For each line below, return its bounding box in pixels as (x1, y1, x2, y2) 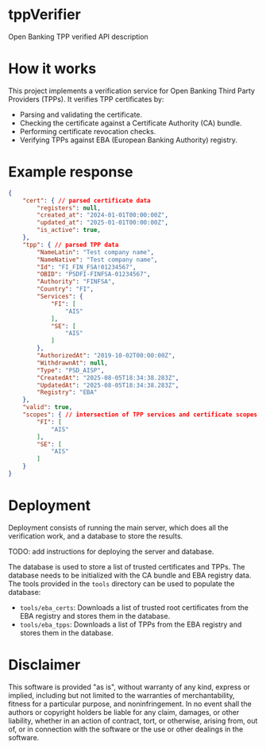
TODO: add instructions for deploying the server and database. (8, 546, 214, 556)
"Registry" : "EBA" (37, 388, 98, 396)
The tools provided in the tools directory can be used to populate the (8, 578, 235, 589)
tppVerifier (8, 6, 81, 24)
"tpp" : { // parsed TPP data (22, 241, 119, 249)
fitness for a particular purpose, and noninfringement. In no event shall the (8, 699, 252, 708)
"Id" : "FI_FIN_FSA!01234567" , (37, 263, 137, 271)
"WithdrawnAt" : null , (37, 359, 109, 367)
